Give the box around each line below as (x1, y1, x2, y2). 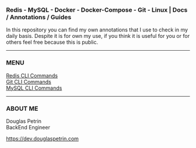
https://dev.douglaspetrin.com (6, 135, 79, 142)
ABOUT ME (6, 104, 38, 112)
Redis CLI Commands (6, 72, 58, 79)
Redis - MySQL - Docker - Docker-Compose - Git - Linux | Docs (6, 6, 188, 14)
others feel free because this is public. (6, 38, 98, 46)
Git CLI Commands (6, 78, 51, 85)
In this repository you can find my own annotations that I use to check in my (6, 26, 188, 33)
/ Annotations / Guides (6, 13, 72, 21)
